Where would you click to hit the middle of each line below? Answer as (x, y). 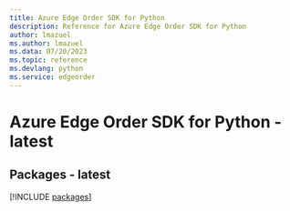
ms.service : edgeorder (52, 77)
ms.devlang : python (47, 69)
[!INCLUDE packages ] (51, 196)
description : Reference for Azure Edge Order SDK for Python (128, 26)
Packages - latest (60, 175)
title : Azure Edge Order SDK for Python (88, 18)
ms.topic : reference (49, 60)
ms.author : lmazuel (47, 43)
